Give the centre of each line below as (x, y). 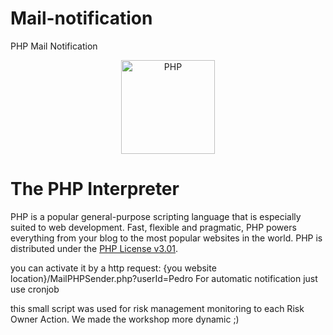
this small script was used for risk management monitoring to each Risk (157, 308)
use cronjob (35, 289)
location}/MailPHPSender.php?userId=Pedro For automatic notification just (164, 278)
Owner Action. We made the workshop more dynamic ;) (125, 319)
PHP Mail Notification (54, 46)
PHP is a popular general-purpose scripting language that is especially (156, 216)
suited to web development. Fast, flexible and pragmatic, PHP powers (153, 227)
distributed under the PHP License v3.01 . (94, 248)
